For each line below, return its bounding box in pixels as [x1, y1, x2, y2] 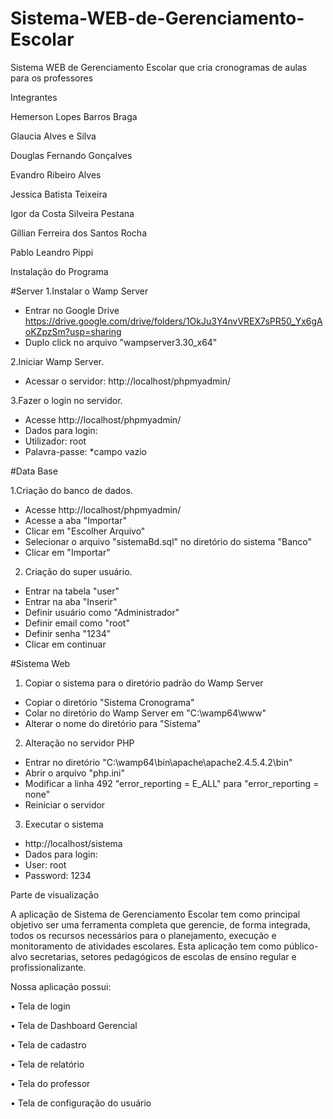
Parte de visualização [10, 888, 100, 901]
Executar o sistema [24, 818, 104, 830]
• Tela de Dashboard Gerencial [10, 1019, 138, 1031]
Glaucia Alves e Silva [10, 130, 97, 142]
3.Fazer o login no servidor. [10, 394, 123, 406]
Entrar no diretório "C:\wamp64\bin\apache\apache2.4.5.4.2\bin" [24, 756, 293, 768]
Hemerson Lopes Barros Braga [10, 110, 138, 122]
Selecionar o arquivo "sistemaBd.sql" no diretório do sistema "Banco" [24, 535, 313, 547]
